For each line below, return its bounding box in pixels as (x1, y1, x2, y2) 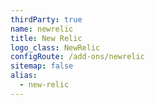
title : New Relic (10, 33, 83, 43)
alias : (10, 71, 38, 81)
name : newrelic (10, 24, 74, 34)
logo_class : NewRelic (10, 42, 101, 53)
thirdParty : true (10, 14, 83, 25)
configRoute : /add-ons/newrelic (10, 52, 145, 62)
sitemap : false (10, 61, 74, 71)
